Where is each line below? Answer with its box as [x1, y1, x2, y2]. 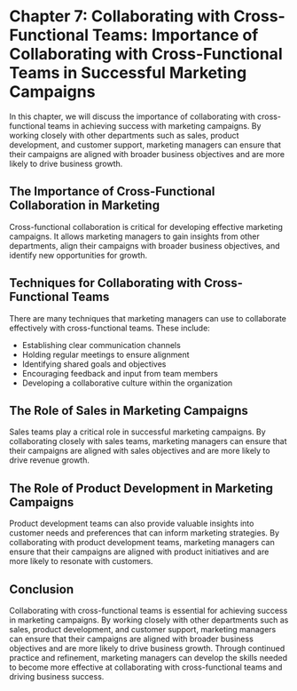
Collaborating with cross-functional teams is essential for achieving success [9, 606, 288, 616]
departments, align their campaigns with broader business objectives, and [9, 240, 281, 250]
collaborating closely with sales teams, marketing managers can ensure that [9, 436, 287, 447]
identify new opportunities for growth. [9, 250, 148, 260]
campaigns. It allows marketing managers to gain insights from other [9, 231, 260, 242]
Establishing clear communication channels [21, 339, 182, 350]
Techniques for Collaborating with [9, 275, 202, 290]
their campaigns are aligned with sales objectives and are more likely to [9, 446, 270, 457]
